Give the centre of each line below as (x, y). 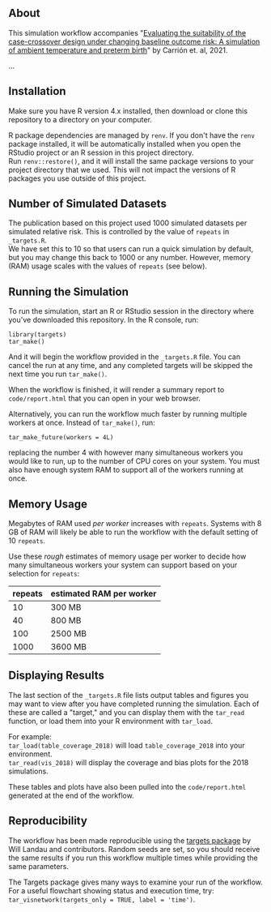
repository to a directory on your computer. (80, 119)
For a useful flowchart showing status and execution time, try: (111, 890)
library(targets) (38, 335)
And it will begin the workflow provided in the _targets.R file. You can (125, 357)
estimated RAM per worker (104, 593)
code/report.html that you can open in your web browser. (104, 398)
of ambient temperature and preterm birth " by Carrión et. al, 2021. (118, 50)
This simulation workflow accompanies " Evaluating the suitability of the (127, 32)
